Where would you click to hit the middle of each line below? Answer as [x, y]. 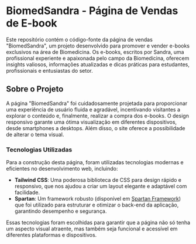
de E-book [32, 23]
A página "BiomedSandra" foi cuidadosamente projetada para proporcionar [97, 103]
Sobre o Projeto [35, 89]
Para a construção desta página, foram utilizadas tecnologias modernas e [95, 162]
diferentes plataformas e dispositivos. [51, 235]
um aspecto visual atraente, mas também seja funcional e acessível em [92, 229]
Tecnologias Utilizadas [39, 150]
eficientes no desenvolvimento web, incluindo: [62, 169]
